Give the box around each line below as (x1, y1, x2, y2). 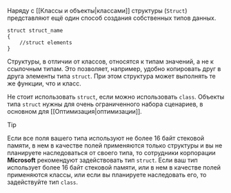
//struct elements (19, 39, 72, 46)
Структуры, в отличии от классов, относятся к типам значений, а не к (7, 57, 214, 65)
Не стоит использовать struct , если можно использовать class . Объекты (7, 93, 225, 101)
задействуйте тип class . (7, 178, 78, 186)
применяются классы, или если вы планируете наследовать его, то (7, 171, 207, 179)
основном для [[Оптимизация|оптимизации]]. (7, 108, 143, 115)
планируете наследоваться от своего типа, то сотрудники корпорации (7, 149, 216, 156)
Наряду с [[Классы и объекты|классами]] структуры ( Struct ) (7, 7, 188, 14)
